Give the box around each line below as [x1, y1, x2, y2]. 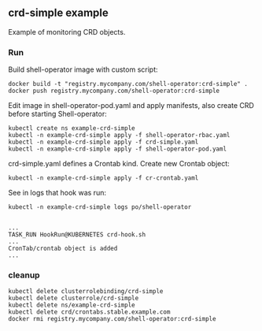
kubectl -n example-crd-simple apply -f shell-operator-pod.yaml [8, 145, 227, 153]
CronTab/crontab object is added [8, 244, 118, 253]
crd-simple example [8, 6, 109, 20]
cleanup [8, 270, 41, 281]
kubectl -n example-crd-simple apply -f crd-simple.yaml [8, 138, 199, 147]
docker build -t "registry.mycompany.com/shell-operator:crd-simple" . [8, 80, 248, 88]
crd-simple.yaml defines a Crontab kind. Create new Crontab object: [8, 159, 230, 169]
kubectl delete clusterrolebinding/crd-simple [8, 288, 164, 296]
